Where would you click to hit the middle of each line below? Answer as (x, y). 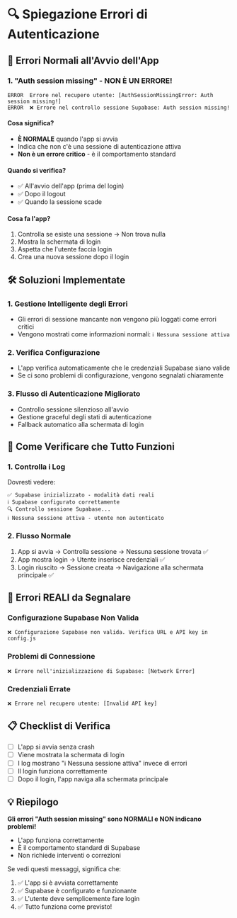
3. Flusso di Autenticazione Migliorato (74, 394)
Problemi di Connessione (51, 657)
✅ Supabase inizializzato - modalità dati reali (81, 495)
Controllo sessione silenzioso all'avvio (73, 409)
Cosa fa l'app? (29, 218)
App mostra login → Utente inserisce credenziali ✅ (91, 559)
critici (25, 327)
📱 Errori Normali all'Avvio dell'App (83, 61)
